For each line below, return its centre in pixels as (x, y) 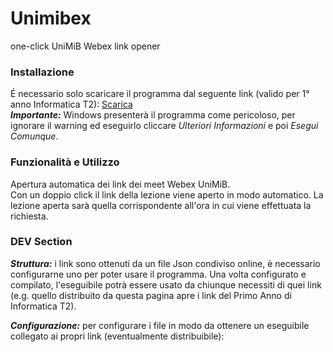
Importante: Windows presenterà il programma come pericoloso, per (153, 115)
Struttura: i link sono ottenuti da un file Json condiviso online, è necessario (165, 263)
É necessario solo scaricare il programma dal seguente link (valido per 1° (160, 94)
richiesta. (29, 216)
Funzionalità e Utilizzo (65, 162)
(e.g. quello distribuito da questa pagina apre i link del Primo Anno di (151, 295)
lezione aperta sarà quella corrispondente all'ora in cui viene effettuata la (161, 205)
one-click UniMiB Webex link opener (85, 46)
